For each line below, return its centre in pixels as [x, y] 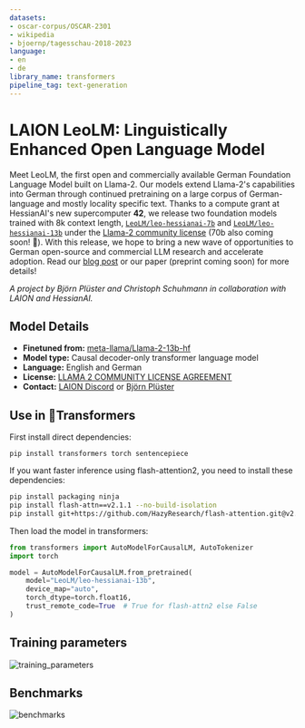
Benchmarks [46, 693]
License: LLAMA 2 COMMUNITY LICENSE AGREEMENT [127, 377]
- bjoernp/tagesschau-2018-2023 [70, 43]
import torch [34, 556]
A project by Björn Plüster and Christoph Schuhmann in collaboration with [148, 288]
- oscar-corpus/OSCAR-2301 [60, 26]
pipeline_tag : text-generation [69, 85]
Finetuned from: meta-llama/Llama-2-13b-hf [107, 348]
